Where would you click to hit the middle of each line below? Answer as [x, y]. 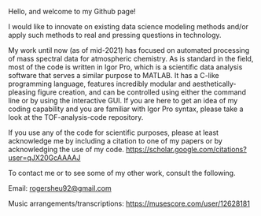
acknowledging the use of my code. [66, 149]
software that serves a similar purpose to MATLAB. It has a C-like [114, 75]
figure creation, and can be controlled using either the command [142, 92]
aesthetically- [214, 84]
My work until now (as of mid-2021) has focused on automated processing [129, 50]
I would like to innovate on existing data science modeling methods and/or [129, 26]
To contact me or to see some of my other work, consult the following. [122, 173]
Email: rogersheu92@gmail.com [60, 188]
